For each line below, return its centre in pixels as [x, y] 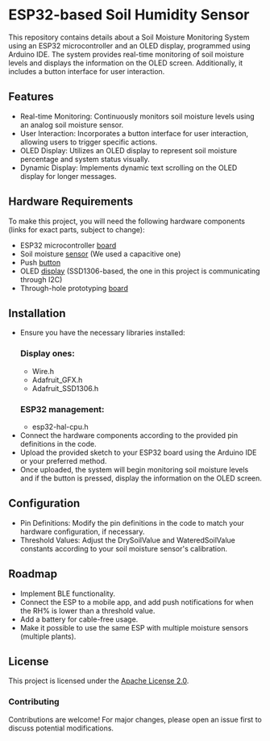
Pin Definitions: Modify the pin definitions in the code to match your [132, 522]
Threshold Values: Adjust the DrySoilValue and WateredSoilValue [128, 540]
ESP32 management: [62, 409]
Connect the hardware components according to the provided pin [129, 435]
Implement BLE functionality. [67, 593]
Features [31, 97]
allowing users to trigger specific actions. [89, 142]
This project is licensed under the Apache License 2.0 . [99, 681]
